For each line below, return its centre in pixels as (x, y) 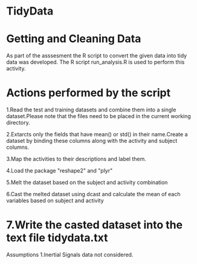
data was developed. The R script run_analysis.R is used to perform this (95, 62)
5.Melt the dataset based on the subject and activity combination (87, 182)
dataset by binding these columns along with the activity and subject (92, 141)
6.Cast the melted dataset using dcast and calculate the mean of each (93, 194)
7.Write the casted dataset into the (95, 225)
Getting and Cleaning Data (74, 39)
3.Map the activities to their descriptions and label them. (76, 159)
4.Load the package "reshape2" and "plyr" (60, 171)
